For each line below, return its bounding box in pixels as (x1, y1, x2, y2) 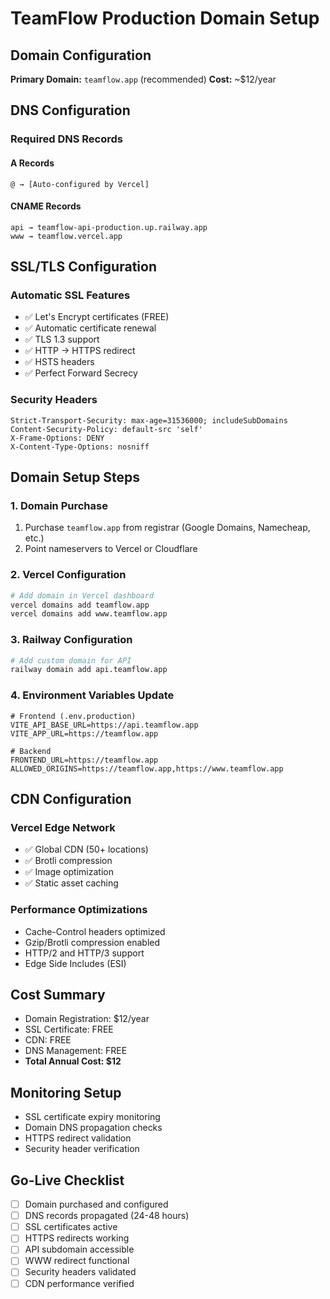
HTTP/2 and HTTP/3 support (24, 947, 145, 959)
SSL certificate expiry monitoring (24, 1111, 161, 1123)
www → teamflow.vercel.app (10, 231, 123, 241)
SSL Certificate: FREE (24, 1023, 114, 1036)
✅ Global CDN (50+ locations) (24, 843, 149, 856)
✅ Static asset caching (24, 877, 119, 889)
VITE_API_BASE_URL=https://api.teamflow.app (10, 720, 199, 730)
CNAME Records (10, 200, 82, 212)
